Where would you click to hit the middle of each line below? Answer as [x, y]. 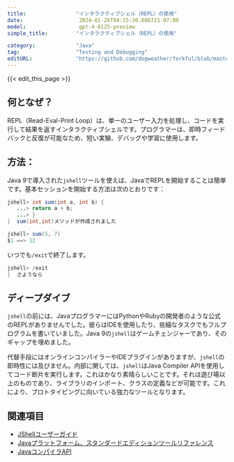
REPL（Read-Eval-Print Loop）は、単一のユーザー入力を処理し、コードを [112, 120]
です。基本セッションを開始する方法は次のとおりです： [86, 188]
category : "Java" [51, 46]
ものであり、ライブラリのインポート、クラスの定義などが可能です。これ [123, 383]
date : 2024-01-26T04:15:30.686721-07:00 [93, 20]
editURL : [20, 59]
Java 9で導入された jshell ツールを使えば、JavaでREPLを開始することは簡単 [117, 180]
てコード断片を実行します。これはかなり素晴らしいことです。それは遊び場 [113, 375]
